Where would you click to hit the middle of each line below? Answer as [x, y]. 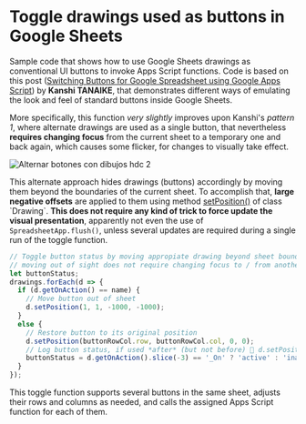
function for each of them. [58, 412]
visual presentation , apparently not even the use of [107, 220]
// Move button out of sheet [81, 299]
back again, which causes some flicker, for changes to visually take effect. [149, 146]
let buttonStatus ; [44, 273]
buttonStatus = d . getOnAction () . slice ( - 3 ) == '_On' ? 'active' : [153, 358]
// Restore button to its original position [112, 333]
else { [30, 324]
